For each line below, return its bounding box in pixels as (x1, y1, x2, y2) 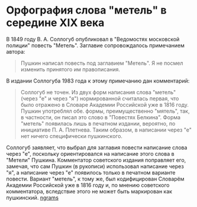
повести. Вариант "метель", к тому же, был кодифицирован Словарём (6, 175, 185, 182)
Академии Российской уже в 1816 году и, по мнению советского (6, 181, 170, 189)
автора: (6, 48, 25, 55)
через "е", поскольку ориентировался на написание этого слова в (6, 150, 175, 157)
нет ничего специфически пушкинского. (20, 132, 123, 139)
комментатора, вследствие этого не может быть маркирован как (6, 188, 173, 195)
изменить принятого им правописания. (20, 65, 120, 73)
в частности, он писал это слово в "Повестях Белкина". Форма (20, 113, 181, 121)
